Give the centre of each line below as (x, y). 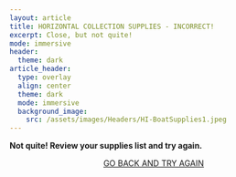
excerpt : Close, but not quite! (71, 35)
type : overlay (44, 78)
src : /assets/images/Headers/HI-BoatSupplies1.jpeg (126, 120)
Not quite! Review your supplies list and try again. (106, 146)
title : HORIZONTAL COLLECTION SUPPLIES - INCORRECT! (112, 26)
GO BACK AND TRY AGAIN (154, 163)
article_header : (40, 69)
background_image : (53, 111)
